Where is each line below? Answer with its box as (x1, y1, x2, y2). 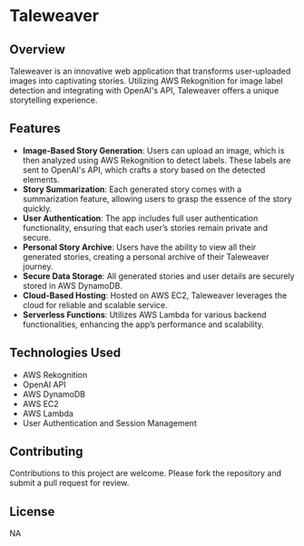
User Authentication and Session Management (22, 417, 197, 428)
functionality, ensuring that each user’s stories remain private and (22, 222, 269, 233)
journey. (22, 261, 54, 272)
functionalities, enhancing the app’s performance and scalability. (22, 319, 265, 330)
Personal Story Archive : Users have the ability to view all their (22, 242, 257, 253)
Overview (9, 42, 66, 57)
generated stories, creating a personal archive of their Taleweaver (22, 251, 270, 262)
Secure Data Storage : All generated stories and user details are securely (22, 270, 295, 282)
